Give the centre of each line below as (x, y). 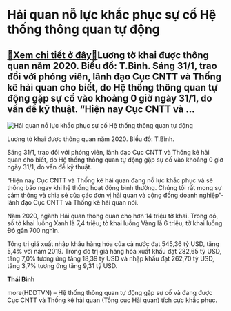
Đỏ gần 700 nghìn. (33, 230)
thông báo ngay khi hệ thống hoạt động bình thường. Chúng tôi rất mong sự (114, 188)
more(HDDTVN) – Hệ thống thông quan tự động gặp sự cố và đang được (110, 293)
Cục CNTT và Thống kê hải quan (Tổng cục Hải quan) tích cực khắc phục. (112, 300)
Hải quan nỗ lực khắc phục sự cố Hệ (112, 15)
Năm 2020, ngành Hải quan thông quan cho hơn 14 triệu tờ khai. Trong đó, (113, 216)
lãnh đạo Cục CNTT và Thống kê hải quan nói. (73, 202)
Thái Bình (21, 279)
